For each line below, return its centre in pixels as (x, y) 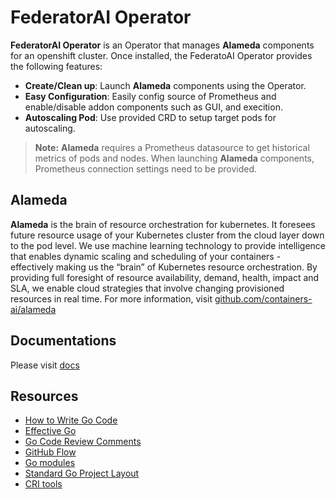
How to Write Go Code (71, 420)
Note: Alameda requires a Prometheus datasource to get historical (172, 147)
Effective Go (50, 431)
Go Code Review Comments (83, 442)
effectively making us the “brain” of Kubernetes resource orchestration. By (164, 267)
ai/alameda (33, 309)
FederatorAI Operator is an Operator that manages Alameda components (162, 45)
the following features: (56, 66)
